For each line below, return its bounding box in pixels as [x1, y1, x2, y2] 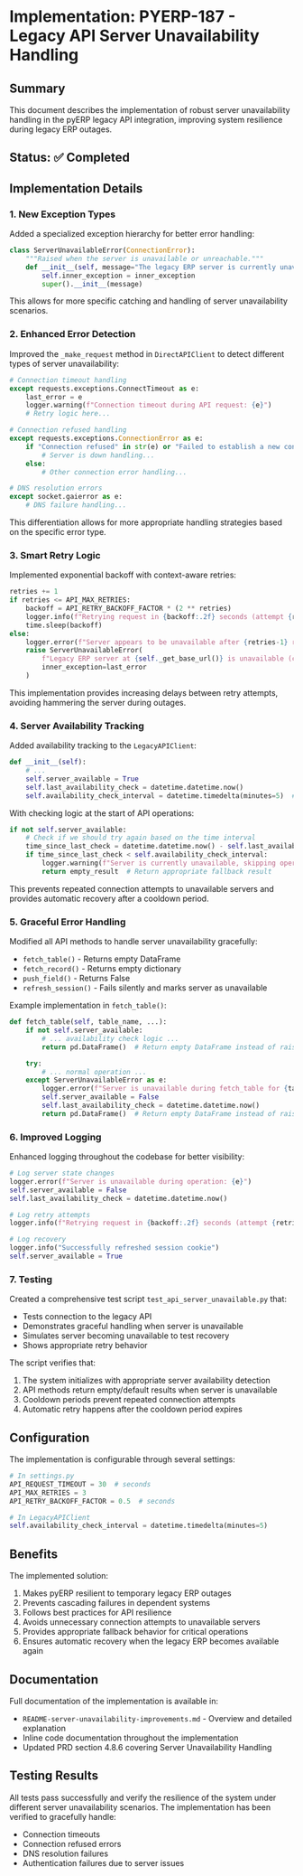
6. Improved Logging [9, 1130, 102, 1143]
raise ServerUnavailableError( [25, 646, 143, 655]
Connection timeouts [22, 1828, 101, 1840]
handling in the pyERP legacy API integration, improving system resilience [9, 115, 283, 125]
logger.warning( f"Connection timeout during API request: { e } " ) [25, 400, 272, 410]
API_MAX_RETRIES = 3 [9, 1488, 87, 1497]
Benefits [9, 1546, 59, 1562]
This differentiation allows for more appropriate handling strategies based [9, 517, 282, 528]
